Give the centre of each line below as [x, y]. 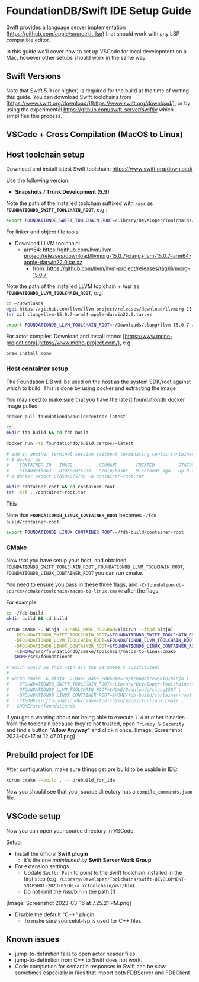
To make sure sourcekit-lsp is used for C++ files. [83, 920]
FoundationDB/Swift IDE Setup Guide [99, 11]
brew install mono [29, 354]
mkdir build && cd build [37, 619]
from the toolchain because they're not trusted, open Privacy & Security [95, 724]
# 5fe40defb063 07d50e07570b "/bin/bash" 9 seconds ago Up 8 [98, 471]
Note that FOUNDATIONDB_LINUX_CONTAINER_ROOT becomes [74, 515]
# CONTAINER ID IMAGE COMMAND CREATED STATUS [100, 465]
